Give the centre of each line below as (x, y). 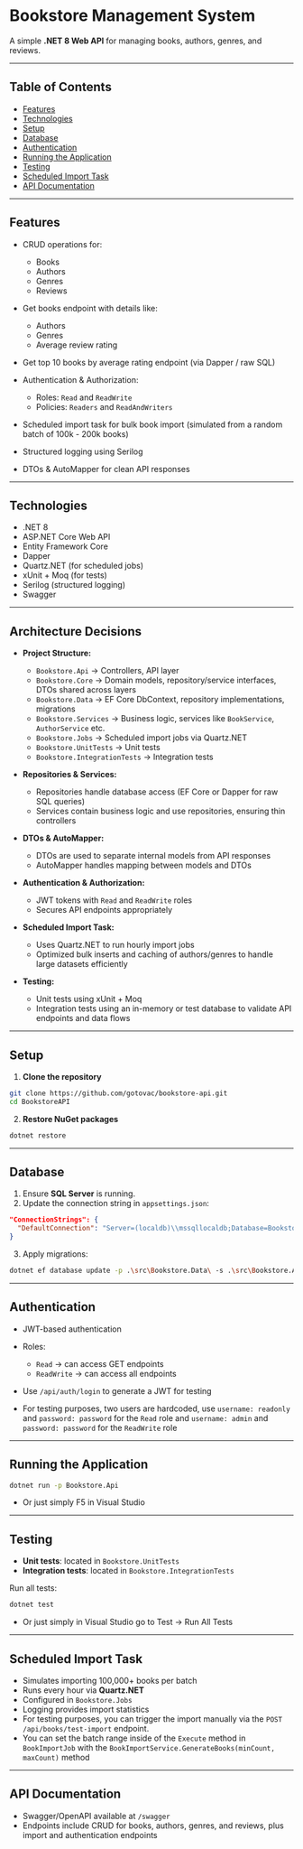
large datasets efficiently (82, 964)
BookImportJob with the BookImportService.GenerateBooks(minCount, (148, 1747)
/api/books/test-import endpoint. (86, 1728)
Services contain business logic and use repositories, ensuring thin (161, 811)
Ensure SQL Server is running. (79, 1194)
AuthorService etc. (70, 729)
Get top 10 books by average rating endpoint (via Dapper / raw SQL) (149, 362)
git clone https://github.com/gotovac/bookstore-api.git (119, 1093)
